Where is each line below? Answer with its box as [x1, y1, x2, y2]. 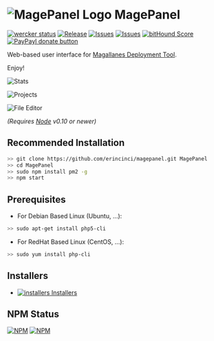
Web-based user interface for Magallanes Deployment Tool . [7, 50, 177, 59]
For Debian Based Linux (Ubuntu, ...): [17, 212, 122, 220]
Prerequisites [7, 194, 66, 205]
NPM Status [7, 309, 60, 320]
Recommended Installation [7, 137, 125, 149]
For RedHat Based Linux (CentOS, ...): [17, 238, 125, 246]
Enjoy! [7, 63, 25, 72]
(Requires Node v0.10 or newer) [7, 117, 97, 125]
